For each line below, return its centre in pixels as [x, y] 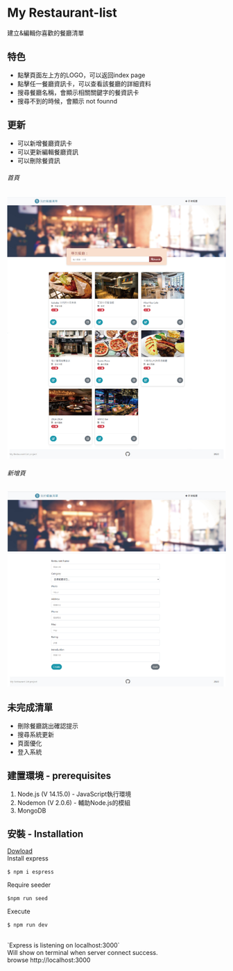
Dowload [20, 851]
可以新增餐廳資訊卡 [45, 143]
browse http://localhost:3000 [49, 960]
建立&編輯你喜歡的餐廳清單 [46, 33]
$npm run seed [28, 899]
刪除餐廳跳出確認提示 [48, 726]
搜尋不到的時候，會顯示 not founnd [67, 101]
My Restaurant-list [62, 13]
